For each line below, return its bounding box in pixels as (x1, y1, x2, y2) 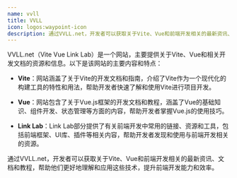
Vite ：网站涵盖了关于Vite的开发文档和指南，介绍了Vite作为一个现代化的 (17, 74, 226, 83)
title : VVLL (7, 17, 42, 24)
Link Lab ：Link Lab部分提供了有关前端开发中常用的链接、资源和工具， (17, 121, 223, 131)
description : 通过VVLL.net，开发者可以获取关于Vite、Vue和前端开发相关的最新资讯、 (7, 30, 233, 37)
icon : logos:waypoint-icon (7, 23, 87, 30)
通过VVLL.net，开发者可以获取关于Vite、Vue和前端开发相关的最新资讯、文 (7, 155, 225, 163)
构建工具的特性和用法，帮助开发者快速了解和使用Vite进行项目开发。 (17, 83, 216, 92)
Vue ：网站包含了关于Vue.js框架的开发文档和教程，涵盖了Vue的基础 (17, 98, 215, 107)
